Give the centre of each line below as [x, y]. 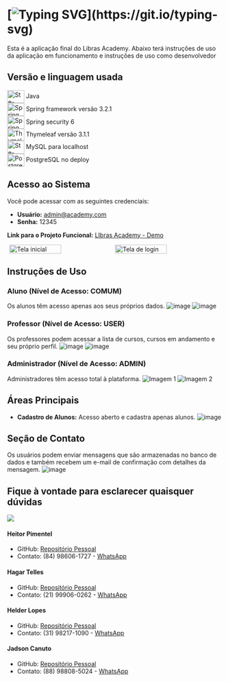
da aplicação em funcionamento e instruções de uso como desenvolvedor [112, 56]
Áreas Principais [43, 401]
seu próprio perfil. [33, 346]
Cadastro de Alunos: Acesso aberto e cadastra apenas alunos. [106, 417]
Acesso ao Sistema [49, 184]
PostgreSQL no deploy [58, 159]
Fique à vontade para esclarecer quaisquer [100, 491]
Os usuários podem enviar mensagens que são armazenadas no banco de [112, 455]
